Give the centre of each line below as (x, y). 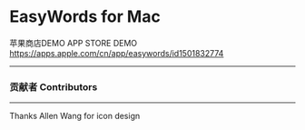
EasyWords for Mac (85, 17)
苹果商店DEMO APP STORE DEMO (74, 43)
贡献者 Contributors (54, 86)
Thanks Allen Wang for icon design (75, 116)
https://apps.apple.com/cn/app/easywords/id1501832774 (117, 53)
